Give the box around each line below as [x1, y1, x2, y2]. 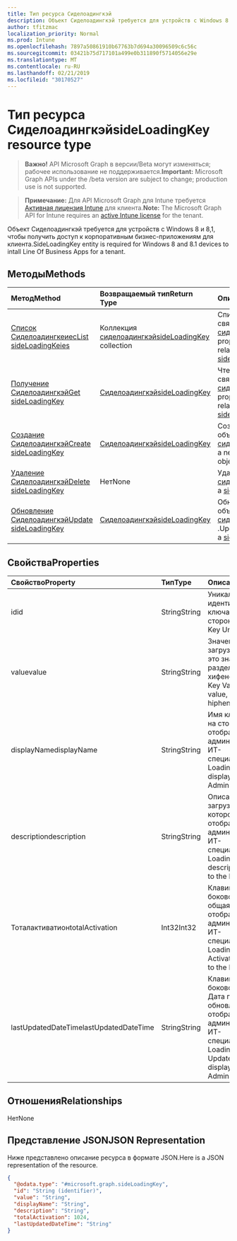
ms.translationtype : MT [7, 57, 78, 64]
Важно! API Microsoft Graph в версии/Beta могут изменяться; [24, 160, 211, 168]
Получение [11, 379, 49, 389]
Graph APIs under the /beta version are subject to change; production [24, 175, 228, 184]
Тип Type [161, 577, 192, 587]
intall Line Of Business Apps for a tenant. [7, 247, 126, 256]
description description [11, 832, 86, 841]
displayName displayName [11, 745, 97, 754]
